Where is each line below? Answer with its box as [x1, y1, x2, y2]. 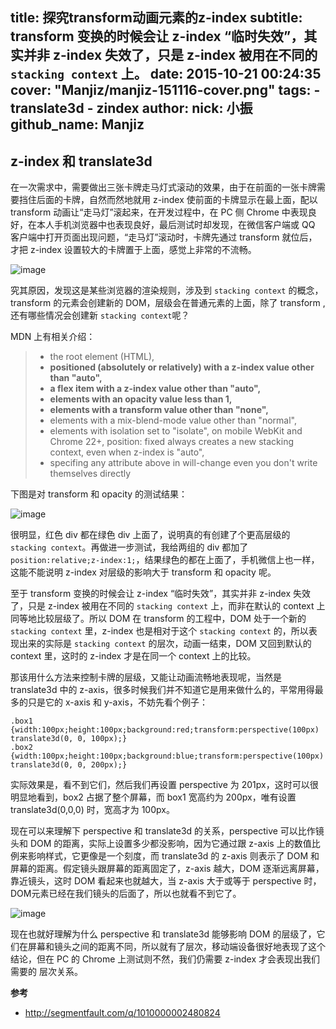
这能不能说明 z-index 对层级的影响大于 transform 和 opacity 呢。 [10, 566, 277, 578]
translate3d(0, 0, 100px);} [10, 734, 128, 744]
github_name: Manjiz [10, 116, 145, 133]
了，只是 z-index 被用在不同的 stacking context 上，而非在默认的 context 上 [10, 600, 326, 612]
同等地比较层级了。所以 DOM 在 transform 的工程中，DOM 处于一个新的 [10, 613, 307, 625]
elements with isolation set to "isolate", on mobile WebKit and [49, 425, 303, 437]
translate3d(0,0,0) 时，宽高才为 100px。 [10, 804, 175, 816]
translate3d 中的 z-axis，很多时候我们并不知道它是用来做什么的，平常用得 [10, 684, 315, 696]
